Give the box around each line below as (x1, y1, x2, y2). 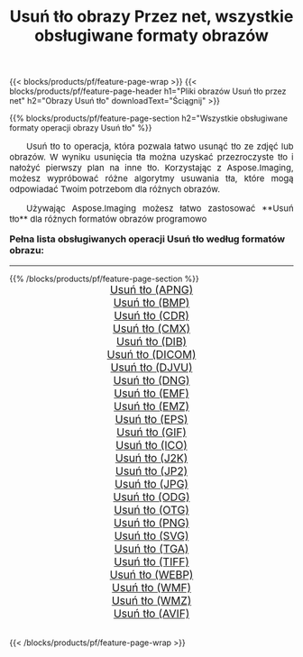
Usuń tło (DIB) (115, 334, 188, 349)
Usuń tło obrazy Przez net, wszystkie (9, 6, 294, 27)
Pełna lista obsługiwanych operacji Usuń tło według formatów (9, 233, 286, 245)
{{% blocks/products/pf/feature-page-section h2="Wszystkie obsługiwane (9, 113, 289, 123)
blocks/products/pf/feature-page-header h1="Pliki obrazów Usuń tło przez (9, 86, 287, 96)
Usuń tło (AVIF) (113, 607, 190, 621)
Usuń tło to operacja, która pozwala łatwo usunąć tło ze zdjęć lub (26, 141, 294, 152)
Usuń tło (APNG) (109, 282, 194, 297)
